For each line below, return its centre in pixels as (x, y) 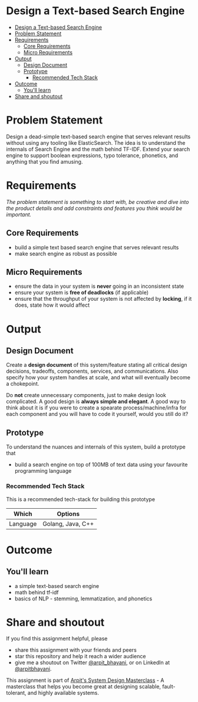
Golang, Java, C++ (68, 524)
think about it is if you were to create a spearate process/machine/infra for (96, 408)
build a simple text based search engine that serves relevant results (97, 247)
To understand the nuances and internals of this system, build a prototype (96, 447)
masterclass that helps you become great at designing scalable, (83, 687)
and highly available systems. (63, 693)
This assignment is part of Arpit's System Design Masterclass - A (85, 680)
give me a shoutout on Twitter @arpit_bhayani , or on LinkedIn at (92, 662)
